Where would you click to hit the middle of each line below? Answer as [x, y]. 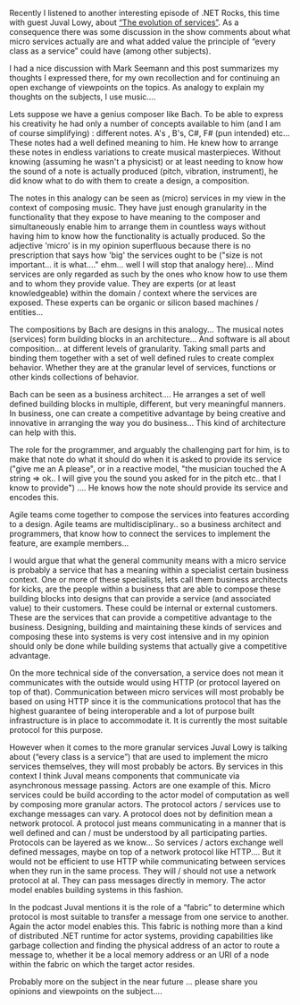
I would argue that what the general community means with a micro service [148, 560]
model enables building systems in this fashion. [96, 890]
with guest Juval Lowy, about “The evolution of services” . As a [124, 22]
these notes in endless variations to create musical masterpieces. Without [145, 152]
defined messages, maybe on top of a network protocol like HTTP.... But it [145, 852]
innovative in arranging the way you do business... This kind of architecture [148, 423]
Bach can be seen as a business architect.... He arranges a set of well [137, 394]
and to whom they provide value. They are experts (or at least [123, 284]
